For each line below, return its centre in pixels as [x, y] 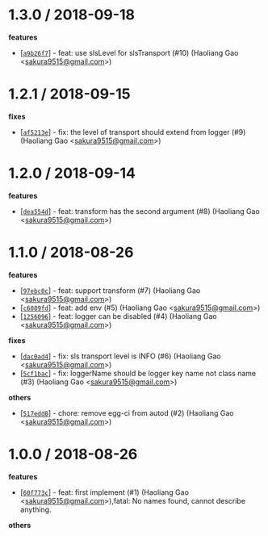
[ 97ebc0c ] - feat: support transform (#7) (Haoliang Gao [110, 290]
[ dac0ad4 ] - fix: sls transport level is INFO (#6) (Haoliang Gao [120, 356]
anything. [36, 509]
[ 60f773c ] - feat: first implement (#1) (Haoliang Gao [105, 492]
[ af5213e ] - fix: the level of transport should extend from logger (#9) [133, 132]
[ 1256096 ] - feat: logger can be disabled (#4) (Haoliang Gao [118, 316]
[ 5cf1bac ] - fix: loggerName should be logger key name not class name [138, 373]
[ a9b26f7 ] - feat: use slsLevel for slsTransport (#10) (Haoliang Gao [129, 52]
